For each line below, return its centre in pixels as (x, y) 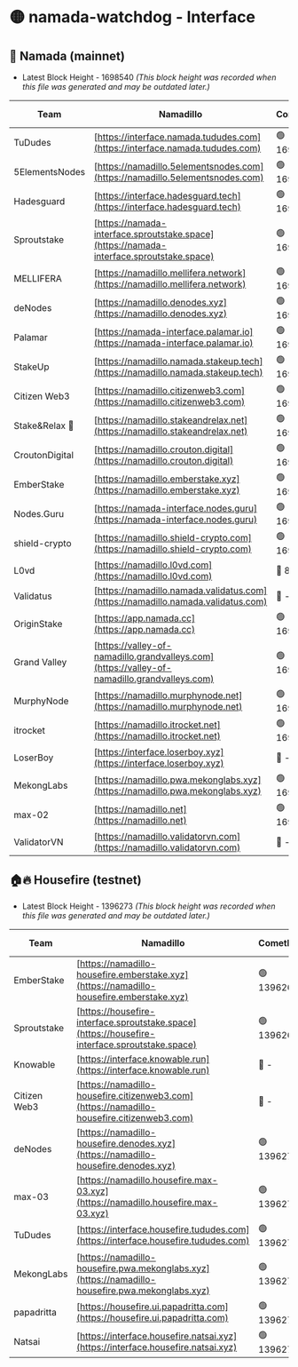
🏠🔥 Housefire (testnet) (75, 880)
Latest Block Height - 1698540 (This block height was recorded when (149, 77)
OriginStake (38, 624)
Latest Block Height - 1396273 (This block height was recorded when (149, 906)
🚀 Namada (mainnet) (67, 56)
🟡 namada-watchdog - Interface (132, 17)
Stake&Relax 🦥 (44, 425)
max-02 (31, 815)
